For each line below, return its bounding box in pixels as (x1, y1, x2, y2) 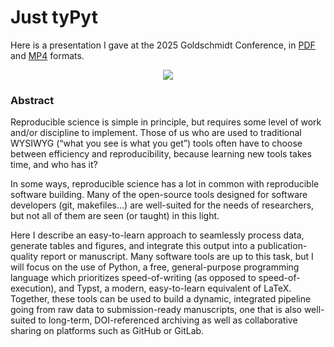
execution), (10, 282, 57, 295)
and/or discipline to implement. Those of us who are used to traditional (10, 127, 302, 139)
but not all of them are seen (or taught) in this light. (10, 210, 220, 222)
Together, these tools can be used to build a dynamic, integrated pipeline (10, 293, 312, 305)
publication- (257, 240, 308, 252)
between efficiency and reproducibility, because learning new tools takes (10, 148, 312, 160)
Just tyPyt (10, 6, 98, 29)
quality (10, 251, 39, 263)
